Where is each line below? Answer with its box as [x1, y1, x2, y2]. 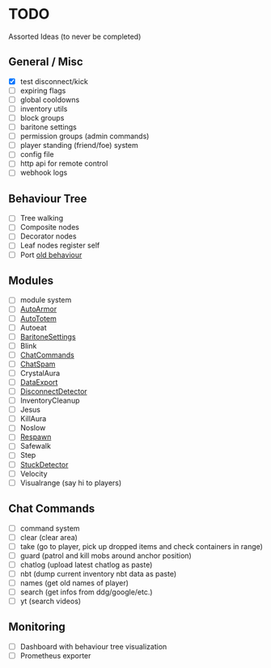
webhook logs [19, 167, 68, 178]
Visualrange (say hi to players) [19, 478, 122, 488]
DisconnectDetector [19, 387, 87, 396]
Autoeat [19, 323, 47, 332]
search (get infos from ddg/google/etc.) [19, 587, 153, 597]
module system [19, 295, 72, 305]
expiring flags [19, 86, 66, 95]
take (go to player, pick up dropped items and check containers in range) [19, 541, 263, 551]
